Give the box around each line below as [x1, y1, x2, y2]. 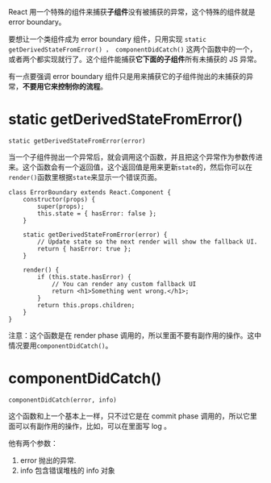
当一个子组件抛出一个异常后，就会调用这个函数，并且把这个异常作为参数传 [8, 152, 256, 161]
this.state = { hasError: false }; [37, 209, 157, 218]
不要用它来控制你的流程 [23, 81, 101, 91]
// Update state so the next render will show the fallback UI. [37, 237, 258, 246]
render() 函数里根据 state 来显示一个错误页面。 [8, 172, 162, 181]
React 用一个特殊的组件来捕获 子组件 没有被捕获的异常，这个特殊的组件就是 [8, 7, 256, 16]
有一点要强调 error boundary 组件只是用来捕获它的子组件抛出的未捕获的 [8, 72, 247, 81]
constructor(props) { [23, 195, 95, 203]
